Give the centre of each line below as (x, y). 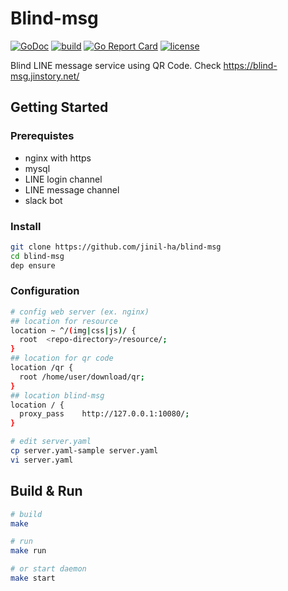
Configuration (45, 291)
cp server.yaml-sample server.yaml (84, 451)
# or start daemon (48, 569)
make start (33, 578)
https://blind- (250, 65)
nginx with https (58, 158)
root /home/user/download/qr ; (82, 377)
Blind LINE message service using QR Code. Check (116, 65)
